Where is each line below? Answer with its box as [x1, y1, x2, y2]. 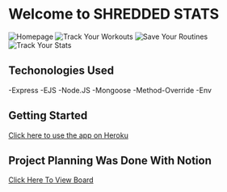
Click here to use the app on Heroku [8, 130, 129, 140]
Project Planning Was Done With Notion [8, 153, 212, 167]
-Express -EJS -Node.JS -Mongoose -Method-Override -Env [8, 85, 212, 95]
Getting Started [8, 109, 88, 122]
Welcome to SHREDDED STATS [8, 5, 220, 23]
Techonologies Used [8, 64, 115, 78]
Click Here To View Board [8, 175, 95, 185]
